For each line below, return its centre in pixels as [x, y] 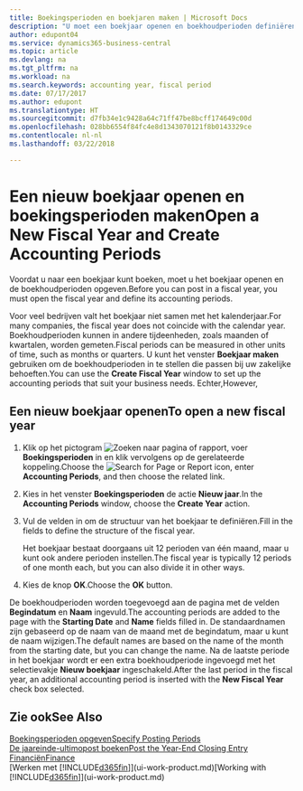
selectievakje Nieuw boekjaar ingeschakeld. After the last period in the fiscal [151, 669]
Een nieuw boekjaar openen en [127, 196]
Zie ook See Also [56, 716]
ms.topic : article [44, 52]
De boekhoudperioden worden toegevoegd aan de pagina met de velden [144, 602]
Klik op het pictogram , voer [135, 447]
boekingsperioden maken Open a [134, 216]
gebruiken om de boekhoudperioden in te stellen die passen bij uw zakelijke [150, 363]
